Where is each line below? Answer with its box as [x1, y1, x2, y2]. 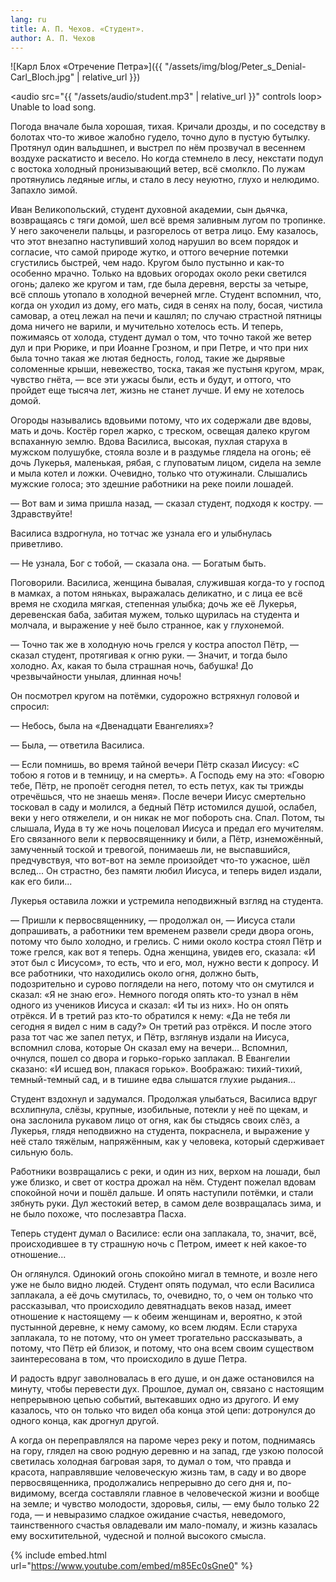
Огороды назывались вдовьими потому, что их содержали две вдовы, [10, 414, 312, 426]
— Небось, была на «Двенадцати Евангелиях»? [10, 720, 214, 732]
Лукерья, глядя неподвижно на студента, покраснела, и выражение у [10, 1125, 310, 1137]
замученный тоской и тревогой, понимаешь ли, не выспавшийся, [10, 844, 291, 856]
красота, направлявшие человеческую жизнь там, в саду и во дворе [10, 1466, 307, 1478]
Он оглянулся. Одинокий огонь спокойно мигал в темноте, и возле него [10, 1268, 318, 1280]
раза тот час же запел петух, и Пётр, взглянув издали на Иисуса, [10, 1031, 290, 1043]
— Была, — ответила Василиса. [10, 739, 145, 751]
